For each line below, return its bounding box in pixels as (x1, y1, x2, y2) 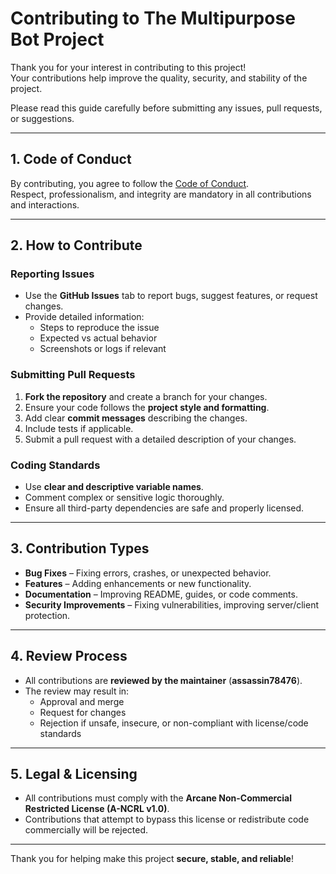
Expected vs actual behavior (39, 332, 158, 344)
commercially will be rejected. (24, 824, 149, 836)
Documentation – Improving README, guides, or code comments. (24, 588, 298, 600)
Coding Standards (10, 458, 101, 472)
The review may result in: (24, 685, 130, 697)
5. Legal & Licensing (10, 766, 138, 783)
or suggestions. (10, 112, 75, 124)
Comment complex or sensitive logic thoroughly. (24, 492, 225, 504)
